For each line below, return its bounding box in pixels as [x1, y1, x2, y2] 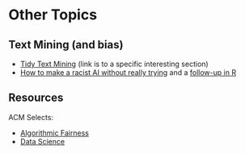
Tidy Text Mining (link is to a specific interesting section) [19, 59, 209, 69]
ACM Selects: [8, 112, 54, 122]
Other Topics [8, 6, 98, 24]
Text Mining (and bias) [8, 38, 124, 52]
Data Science [19, 136, 65, 146]
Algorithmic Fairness [19, 127, 89, 138]
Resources [8, 91, 64, 105]
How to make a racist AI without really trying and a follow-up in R [19, 68, 237, 77]
